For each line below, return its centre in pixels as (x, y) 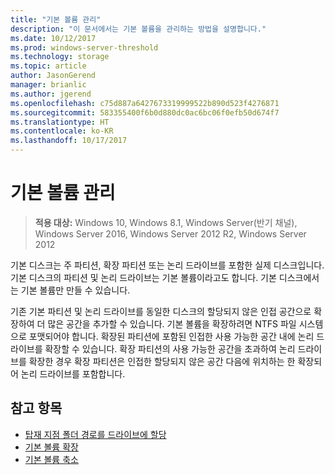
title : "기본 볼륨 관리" (56, 19)
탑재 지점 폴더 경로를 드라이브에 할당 (95, 434)
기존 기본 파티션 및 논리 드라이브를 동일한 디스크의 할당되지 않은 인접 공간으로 (161, 311)
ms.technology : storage (60, 57)
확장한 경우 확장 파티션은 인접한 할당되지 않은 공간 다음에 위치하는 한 (162, 361)
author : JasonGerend (53, 76)
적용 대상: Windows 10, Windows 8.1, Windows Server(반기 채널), (166, 222)
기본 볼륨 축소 (51, 459)
